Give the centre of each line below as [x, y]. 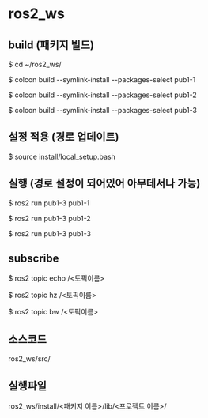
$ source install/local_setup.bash [62, 156]
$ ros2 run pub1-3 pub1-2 [49, 218]
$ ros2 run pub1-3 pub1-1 [49, 203]
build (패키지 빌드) [51, 45]
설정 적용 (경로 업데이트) [64, 137]
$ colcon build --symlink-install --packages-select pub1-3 [103, 110]
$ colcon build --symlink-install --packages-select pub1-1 [102, 79]
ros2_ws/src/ [30, 359]
